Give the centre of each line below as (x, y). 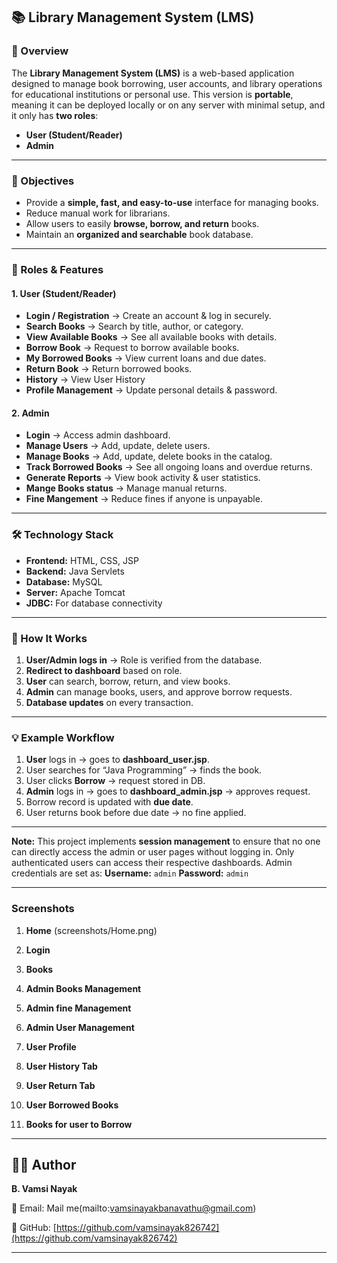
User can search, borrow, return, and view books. (128, 681)
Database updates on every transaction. (109, 702)
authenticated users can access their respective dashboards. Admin (152, 863)
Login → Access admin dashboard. (98, 435)
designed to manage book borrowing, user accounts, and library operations (167, 83)
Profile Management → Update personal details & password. (151, 390)
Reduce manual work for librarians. (98, 213)
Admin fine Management (78, 1008)
